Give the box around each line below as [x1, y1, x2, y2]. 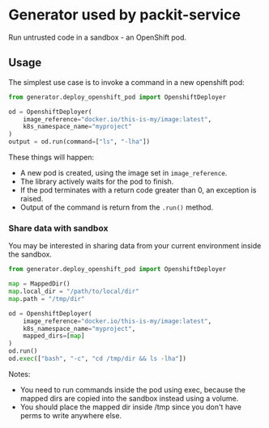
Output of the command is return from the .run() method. [19, 202, 214, 212]
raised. [19, 194, 44, 203]
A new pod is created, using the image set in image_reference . [19, 168, 228, 177]
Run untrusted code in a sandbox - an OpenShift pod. [8, 32, 187, 42]
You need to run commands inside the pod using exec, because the [19, 384, 246, 394]
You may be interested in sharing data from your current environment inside [8, 241, 262, 251]
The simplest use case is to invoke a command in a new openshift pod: [8, 77, 245, 87]
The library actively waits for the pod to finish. [19, 176, 174, 186]
